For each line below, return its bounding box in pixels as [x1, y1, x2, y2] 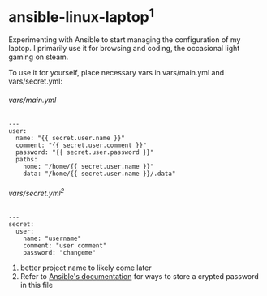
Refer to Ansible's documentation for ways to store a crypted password [19, 272, 260, 281]
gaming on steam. [8, 52, 69, 62]
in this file [19, 281, 54, 290]
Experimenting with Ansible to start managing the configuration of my [8, 35, 241, 45]
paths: [15, 156, 38, 164]
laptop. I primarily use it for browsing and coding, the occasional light [8, 44, 240, 54]
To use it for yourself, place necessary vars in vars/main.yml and [8, 68, 225, 78]
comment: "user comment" [23, 242, 107, 250]
